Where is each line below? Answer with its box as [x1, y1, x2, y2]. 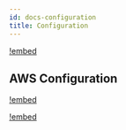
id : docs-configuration [9, 12, 97, 22]
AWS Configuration [9, 71, 118, 86]
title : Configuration [9, 21, 89, 30]
